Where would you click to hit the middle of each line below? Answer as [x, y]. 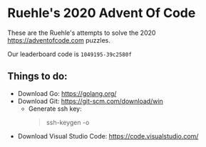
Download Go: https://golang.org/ [67, 93]
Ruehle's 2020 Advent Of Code [102, 13]
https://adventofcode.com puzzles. [59, 40]
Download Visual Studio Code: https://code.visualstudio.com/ [108, 136]
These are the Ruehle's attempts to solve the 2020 [82, 33]
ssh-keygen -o [68, 122]
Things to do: [37, 76]
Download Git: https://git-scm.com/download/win [91, 101]
